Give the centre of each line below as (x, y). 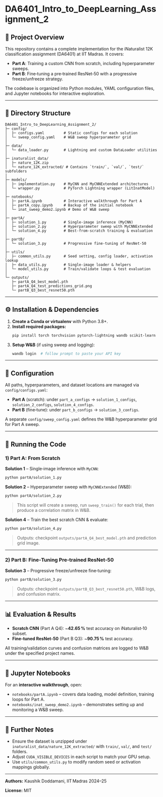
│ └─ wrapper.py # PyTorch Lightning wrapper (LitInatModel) (80, 188)
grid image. (28, 543)
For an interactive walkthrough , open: (44, 685)
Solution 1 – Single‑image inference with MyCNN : (52, 468)
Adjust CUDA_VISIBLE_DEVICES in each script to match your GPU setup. (81, 757)
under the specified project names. (40, 653)
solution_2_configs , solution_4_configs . (53, 405)
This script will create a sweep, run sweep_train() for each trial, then (85, 505)
